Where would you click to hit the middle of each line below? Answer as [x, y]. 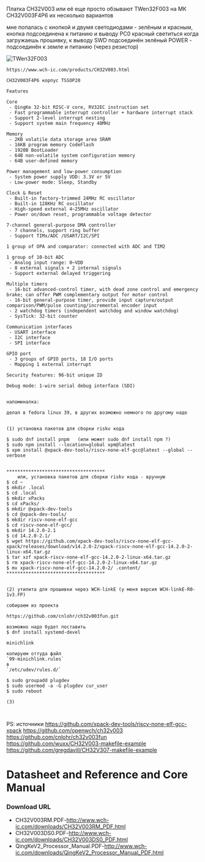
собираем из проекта [33, 605]
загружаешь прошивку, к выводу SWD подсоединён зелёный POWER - [99, 40]
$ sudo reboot [24, 691]
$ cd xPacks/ [23, 504]
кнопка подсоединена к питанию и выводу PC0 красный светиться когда [102, 34]
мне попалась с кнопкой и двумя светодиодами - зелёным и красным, [99, 27]
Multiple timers [27, 284]
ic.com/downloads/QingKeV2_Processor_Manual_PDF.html [89, 853]
